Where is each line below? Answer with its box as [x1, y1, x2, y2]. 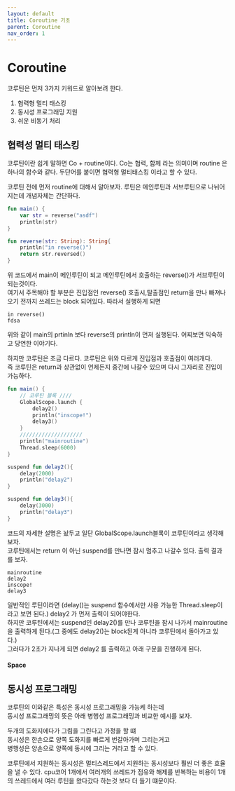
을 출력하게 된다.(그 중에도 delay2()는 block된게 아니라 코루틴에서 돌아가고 [7, 627, 211, 635]
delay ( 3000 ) [20, 502, 55, 509]
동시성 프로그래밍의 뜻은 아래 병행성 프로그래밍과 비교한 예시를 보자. [7, 712, 192, 720]
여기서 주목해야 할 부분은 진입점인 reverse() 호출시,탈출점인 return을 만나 [7, 288, 208, 297]
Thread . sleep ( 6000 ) [20, 444, 77, 451]
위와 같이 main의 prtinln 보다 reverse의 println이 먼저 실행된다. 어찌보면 [7, 330, 204, 339]
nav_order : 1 [7, 29, 45, 37]
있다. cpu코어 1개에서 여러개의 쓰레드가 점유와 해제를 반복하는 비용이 [29, 768, 217, 776]
